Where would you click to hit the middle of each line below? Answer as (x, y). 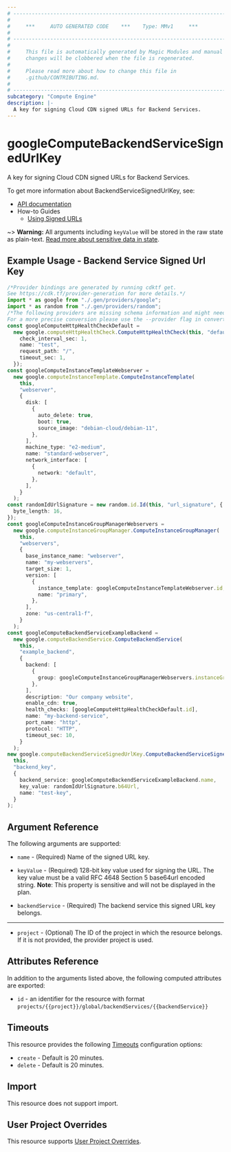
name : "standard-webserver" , (67, 454)
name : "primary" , (63, 595)
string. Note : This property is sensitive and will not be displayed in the (116, 885)
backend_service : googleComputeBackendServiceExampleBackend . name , (118, 780)
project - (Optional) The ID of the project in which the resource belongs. (120, 932)
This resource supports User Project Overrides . (74, 1141)
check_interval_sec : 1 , (54, 339)
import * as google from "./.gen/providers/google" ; (84, 300)
